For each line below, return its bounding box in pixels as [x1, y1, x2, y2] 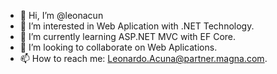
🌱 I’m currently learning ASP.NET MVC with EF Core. [19, 31, 237, 42]
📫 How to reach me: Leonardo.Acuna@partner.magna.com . [19, 53, 268, 64]
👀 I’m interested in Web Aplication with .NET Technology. [19, 20, 255, 32]
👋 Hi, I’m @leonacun [19, 10, 104, 21]
